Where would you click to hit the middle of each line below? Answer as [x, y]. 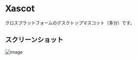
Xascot [20, 9]
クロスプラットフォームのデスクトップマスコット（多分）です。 [70, 23]
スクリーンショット [34, 40]
